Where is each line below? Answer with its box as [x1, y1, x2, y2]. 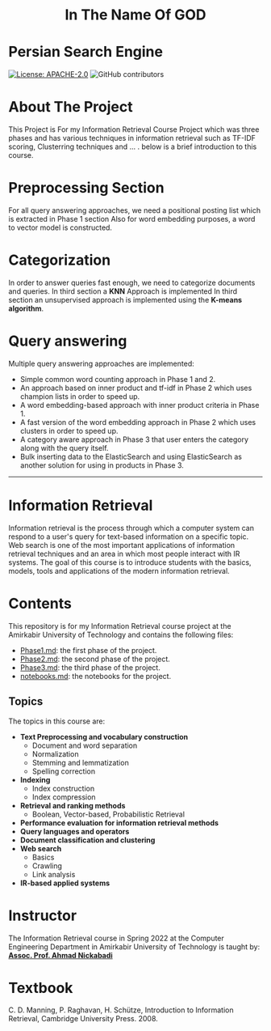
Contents [8, 595, 73, 613]
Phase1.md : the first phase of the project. [19, 645, 157, 655]
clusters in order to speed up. [19, 426, 119, 435]
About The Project [8, 98, 133, 117]
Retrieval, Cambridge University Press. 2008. [8, 1014, 159, 1024]
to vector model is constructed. [8, 223, 113, 232]
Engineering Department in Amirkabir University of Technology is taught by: [8, 941, 261, 952]
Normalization [31, 749, 79, 758]
